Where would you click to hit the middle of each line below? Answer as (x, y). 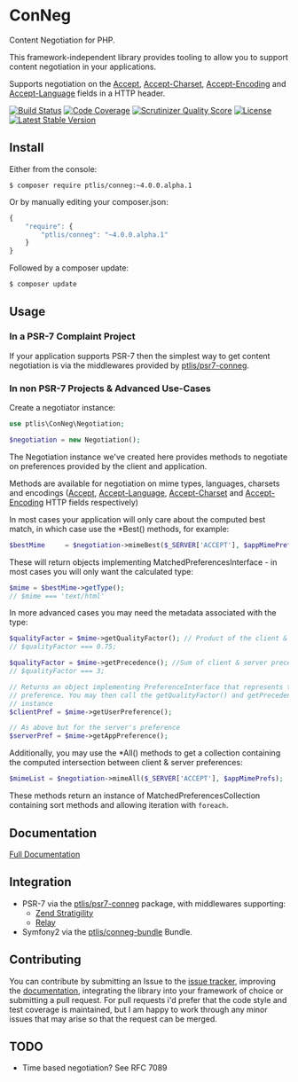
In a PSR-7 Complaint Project (72, 336)
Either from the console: (53, 169)
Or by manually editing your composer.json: (89, 201)
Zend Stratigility (64, 913)
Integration (41, 882)
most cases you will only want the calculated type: (101, 571)
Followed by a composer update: (69, 268)
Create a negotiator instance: (63, 408)
